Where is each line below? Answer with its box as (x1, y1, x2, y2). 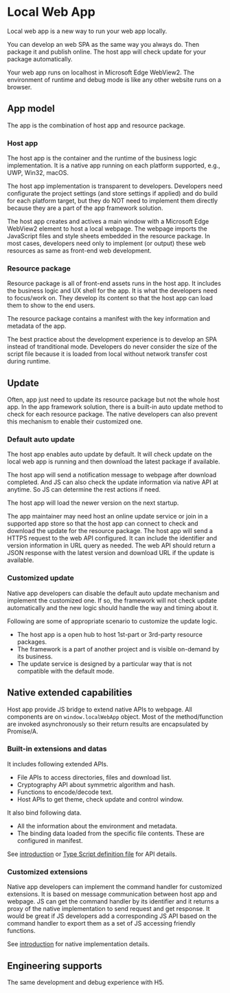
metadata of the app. (7, 322, 67, 331)
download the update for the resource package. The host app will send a (7, 527, 213, 535)
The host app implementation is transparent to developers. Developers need (7, 182, 223, 190)
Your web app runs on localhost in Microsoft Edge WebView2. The (7, 68, 194, 76)
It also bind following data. (7, 808, 82, 817)
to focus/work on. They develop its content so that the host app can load (7, 294, 213, 302)
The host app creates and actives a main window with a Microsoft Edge (7, 218, 209, 226)
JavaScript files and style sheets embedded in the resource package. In (7, 232, 211, 240)
